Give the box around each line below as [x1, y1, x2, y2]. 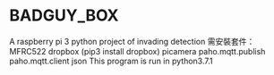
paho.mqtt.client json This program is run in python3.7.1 [9, 55, 213, 66]
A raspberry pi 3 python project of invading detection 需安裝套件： [9, 36, 255, 46]
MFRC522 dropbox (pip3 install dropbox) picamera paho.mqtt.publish [9, 46, 266, 56]
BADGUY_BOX [9, 5, 119, 26]
